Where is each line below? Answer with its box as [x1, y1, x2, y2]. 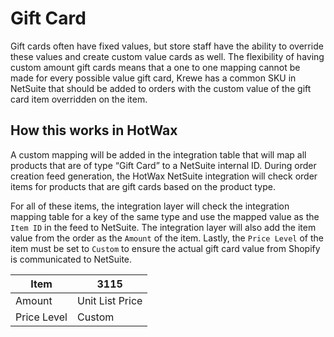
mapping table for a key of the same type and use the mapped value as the [10, 210, 320, 222]
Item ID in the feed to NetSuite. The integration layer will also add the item [10, 221, 317, 233]
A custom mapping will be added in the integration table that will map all [10, 148, 307, 161]
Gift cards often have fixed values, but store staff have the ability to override [10, 40, 324, 52]
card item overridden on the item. [10, 93, 148, 105]
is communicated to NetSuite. [10, 253, 133, 265]
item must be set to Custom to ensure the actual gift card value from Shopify [10, 242, 321, 254]
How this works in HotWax [10, 122, 178, 139]
